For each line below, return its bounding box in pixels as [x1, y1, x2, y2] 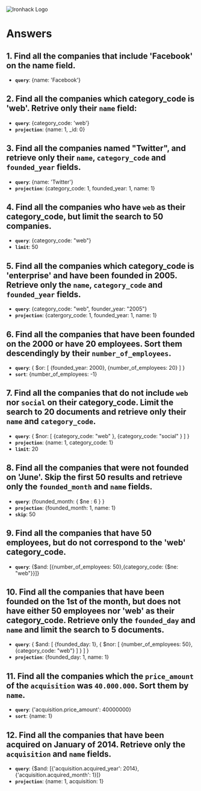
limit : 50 [14, 244, 39, 251]
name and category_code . [6, 416, 96, 427]
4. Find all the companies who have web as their [6, 202, 186, 213]
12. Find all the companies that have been [6, 730, 164, 740]
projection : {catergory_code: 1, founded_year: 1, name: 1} [14, 312, 158, 319]
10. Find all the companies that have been [6, 587, 164, 597]
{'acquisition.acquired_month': [14, 771, 91, 778]
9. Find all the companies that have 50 [6, 528, 152, 538]
